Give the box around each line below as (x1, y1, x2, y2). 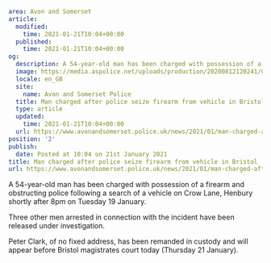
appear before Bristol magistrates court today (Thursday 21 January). (8, 245, 239, 255)
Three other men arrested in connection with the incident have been (8, 212, 236, 222)
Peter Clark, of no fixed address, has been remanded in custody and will (8, 236, 248, 246)
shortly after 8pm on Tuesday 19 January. (8, 197, 147, 207)
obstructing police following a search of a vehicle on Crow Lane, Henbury (8, 188, 253, 198)
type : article (15, 105, 63, 113)
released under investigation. (8, 221, 105, 231)
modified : (15, 23, 48, 31)
